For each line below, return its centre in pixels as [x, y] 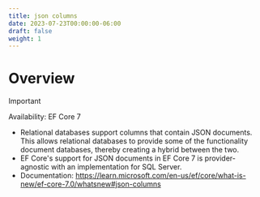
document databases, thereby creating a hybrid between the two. [130, 150]
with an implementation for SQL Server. [117, 167]
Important [25, 101]
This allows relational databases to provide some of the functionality [134, 141]
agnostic [35, 167]
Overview [42, 79]
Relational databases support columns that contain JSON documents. [136, 133]
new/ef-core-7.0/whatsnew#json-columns [91, 184]
